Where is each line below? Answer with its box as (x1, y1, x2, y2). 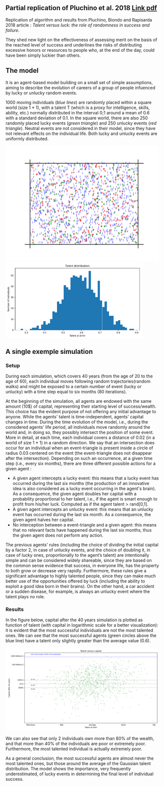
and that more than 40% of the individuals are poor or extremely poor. (5, 741, 146, 747)
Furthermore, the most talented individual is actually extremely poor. (5, 746, 143, 752)
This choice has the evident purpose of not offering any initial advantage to (5, 409, 156, 415)
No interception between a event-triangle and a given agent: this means (12, 522, 157, 528)
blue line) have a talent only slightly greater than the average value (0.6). (5, 638, 151, 644)
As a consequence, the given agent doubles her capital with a (12, 491, 137, 497)
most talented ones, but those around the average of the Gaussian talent (5, 761, 151, 766)
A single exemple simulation (5, 347, 93, 356)
